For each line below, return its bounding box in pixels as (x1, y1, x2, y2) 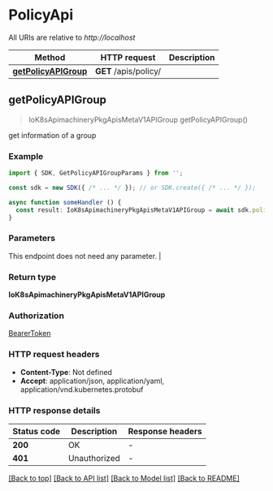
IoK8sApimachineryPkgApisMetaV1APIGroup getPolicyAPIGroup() (28, 114, 248, 124)
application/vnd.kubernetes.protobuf (19, 384, 144, 394)
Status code (12, 425, 61, 437)
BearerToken (8, 329, 51, 338)
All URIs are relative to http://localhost (8, 32, 136, 42)
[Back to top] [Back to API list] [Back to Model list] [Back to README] (8, 473, 240, 483)
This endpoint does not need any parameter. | (8, 251, 162, 261)
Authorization (8, 310, 65, 321)
